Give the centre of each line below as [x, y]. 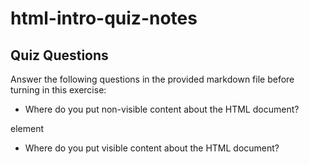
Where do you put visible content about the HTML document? [152, 148]
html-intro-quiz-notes [104, 18]
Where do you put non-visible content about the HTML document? [162, 109]
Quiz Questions [59, 55]
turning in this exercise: [58, 90]
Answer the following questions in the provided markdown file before [152, 79]
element [27, 128]
